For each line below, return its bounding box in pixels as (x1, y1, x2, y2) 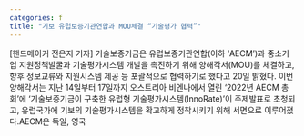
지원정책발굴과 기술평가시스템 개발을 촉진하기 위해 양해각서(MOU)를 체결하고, (18, 59, 295, 70)
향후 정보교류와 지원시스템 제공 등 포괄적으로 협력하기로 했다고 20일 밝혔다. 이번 (9, 70, 294, 82)
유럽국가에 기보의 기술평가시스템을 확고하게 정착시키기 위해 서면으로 (21, 104, 262, 115)
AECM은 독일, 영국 (18, 115, 86, 127)
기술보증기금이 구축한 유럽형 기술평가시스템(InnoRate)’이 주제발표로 (30, 92, 271, 104)
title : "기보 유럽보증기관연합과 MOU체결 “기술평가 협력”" (9, 22, 202, 31)
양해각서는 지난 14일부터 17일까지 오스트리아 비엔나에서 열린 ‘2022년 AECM (9, 82, 279, 92)
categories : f (9, 13, 64, 23)
